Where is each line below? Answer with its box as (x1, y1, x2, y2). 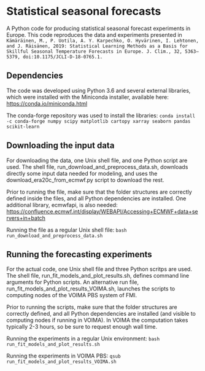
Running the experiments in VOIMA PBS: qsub (6, 352, 121, 360)
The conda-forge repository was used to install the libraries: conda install (6, 112, 195, 119)
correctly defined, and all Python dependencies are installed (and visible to (6, 310, 196, 318)
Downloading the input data (6, 140, 115, 151)
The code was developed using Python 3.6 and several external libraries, (6, 87, 191, 94)
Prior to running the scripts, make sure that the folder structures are (6, 303, 177, 311)
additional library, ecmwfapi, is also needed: (6, 201, 118, 208)
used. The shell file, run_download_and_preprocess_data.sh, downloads (6, 163, 188, 170)
